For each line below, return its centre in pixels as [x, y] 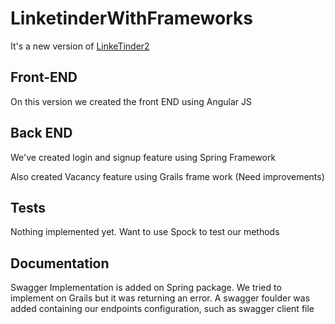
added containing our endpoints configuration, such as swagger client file [162, 309]
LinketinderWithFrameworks [131, 18]
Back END [41, 133]
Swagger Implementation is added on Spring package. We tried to [146, 288]
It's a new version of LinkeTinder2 [80, 46]
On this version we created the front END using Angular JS [131, 101]
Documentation [60, 263]
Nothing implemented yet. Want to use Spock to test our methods [145, 232]
